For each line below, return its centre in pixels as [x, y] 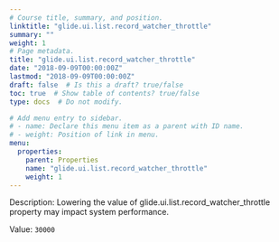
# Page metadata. [42, 51]
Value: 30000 [33, 229]
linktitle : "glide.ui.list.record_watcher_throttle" [111, 26]
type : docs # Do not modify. [66, 102]
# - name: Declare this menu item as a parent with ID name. [127, 126]
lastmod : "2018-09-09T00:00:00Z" [72, 77]
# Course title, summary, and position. [87, 18]
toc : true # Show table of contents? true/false [105, 93]
